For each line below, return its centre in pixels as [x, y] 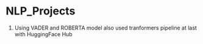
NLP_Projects [41, 11]
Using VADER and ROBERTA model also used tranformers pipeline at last [106, 28]
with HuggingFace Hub [43, 34]
